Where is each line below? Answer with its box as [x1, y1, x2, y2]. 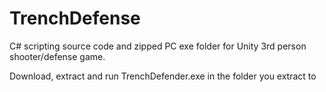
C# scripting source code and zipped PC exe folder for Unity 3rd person [9, 40, 307, 52]
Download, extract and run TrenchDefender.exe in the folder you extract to [9, 70, 317, 82]
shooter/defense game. [9, 50, 106, 62]
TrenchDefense [9, 7, 141, 30]
